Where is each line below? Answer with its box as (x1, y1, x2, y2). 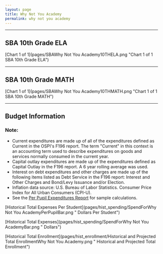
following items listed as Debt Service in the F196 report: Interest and (12, 174, 150, 180)
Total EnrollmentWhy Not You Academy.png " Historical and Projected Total (5, 238, 156, 244)
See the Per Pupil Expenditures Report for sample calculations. (12, 195, 138, 200)
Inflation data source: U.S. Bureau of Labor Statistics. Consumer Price (12, 184, 152, 190)
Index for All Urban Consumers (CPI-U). (12, 189, 92, 195)
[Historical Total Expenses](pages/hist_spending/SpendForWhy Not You (5, 218, 149, 224)
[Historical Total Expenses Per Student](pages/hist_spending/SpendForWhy (5, 204, 157, 210)
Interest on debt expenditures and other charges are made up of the (12, 169, 148, 175)
